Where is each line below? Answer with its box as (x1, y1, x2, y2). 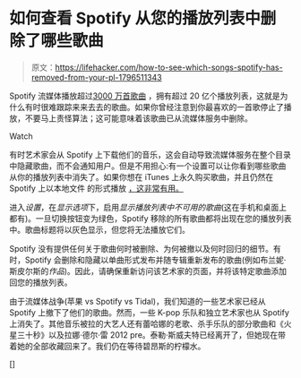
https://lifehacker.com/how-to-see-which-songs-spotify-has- (55, 62, 284, 73)
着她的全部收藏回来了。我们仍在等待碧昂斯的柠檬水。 (9, 340, 206, 351)
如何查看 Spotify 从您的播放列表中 (9, 8, 262, 29)
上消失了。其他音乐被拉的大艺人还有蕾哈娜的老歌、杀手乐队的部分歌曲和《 (9, 318, 284, 329)
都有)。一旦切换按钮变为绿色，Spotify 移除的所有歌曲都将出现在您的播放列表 (9, 212, 293, 224)
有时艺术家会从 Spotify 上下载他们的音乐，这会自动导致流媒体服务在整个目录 (9, 149, 291, 159)
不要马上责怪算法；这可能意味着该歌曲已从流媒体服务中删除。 (24, 113, 253, 124)
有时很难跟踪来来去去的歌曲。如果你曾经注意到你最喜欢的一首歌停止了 (24, 101, 284, 112)
